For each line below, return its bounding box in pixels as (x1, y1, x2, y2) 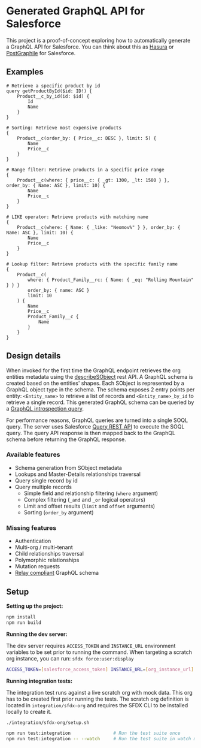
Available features (6, 451, 60, 459)
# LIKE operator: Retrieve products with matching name (6, 214, 148, 220)
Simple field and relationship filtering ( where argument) (23, 490, 159, 497)
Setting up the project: (6, 602, 63, 610)
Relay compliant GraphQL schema (14, 569, 99, 577)
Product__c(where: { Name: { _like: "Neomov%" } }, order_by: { (17, 224, 181, 230)
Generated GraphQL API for (6, 4, 145, 18)
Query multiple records (14, 483, 72, 490)
